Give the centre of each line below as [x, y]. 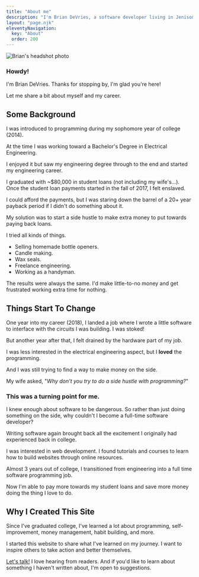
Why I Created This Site [50, 512]
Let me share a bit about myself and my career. [64, 96]
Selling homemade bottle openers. [57, 247]
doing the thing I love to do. [39, 493]
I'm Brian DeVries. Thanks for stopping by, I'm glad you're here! [84, 84]
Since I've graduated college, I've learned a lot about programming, [88, 526]
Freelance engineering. [43, 266]
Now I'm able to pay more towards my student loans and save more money [97, 487]
